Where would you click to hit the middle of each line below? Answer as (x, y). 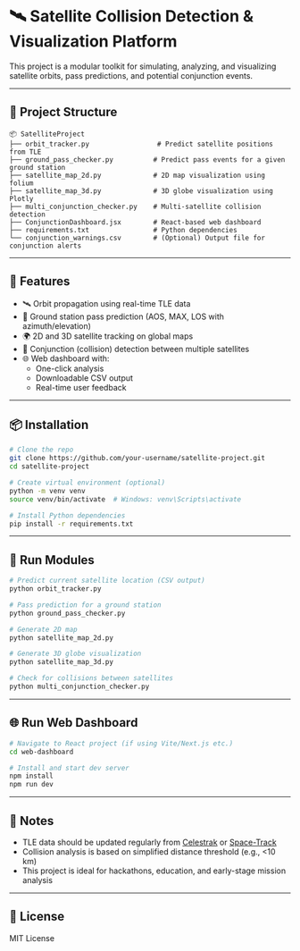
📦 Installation (49, 425)
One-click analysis (70, 368)
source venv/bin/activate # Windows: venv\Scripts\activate (125, 499)
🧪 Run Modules (52, 560)
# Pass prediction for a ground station (86, 605)
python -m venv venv (48, 491)
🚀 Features (40, 282)
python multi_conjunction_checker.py (79, 687)
